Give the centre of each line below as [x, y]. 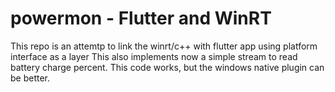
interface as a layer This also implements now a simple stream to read [154, 56]
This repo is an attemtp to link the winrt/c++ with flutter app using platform [164, 46]
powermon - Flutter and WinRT [141, 18]
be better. [30, 78]
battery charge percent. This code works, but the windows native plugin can [167, 67]
